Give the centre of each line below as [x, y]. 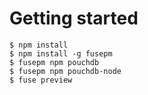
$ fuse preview [41, 80]
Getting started [74, 18]
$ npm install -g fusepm [61, 53]
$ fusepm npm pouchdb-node [65, 71]
